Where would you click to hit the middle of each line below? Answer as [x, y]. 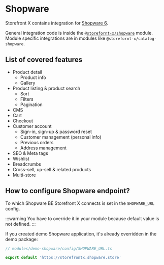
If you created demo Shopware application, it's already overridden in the [81, 234]
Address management [43, 148]
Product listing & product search [46, 88]
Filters [27, 99]
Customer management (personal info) [61, 137]
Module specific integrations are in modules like [55, 38]
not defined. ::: [21, 224]
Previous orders [37, 142]
